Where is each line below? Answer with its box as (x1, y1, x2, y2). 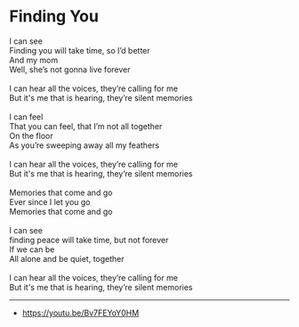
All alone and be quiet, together (9, 253, 125, 264)
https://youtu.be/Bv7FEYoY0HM (21, 307, 140, 318)
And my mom (9, 54, 59, 65)
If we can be (9, 243, 55, 255)
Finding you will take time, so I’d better (9, 45, 150, 55)
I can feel (9, 111, 44, 122)
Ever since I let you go (9, 196, 91, 207)
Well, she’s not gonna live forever (9, 64, 131, 75)
